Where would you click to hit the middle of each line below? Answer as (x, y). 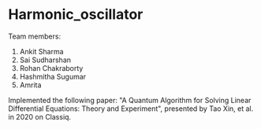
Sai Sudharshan (45, 60)
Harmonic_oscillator (76, 15)
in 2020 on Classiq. (40, 116)
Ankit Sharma (42, 51)
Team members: (35, 36)
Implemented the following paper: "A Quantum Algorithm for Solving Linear (130, 100)
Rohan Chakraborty (51, 68)
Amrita (30, 85)
